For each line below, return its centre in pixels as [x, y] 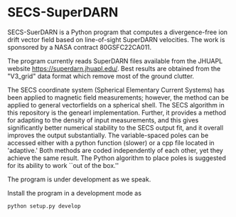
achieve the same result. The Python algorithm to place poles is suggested [117, 158]
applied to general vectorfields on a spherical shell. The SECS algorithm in [116, 105]
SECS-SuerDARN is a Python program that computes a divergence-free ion [118, 32]
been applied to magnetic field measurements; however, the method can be [118, 97]
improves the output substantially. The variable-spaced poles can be [108, 135]
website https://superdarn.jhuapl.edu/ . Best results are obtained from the [114, 68]
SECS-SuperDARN [63, 12]
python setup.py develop [44, 206]
